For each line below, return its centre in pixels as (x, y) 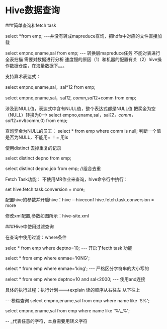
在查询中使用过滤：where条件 (36, 237)
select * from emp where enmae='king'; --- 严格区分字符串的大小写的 (77, 268)
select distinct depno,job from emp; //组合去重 (53, 168)
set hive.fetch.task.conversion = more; (45, 189)
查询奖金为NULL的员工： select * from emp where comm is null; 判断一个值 (83, 131)
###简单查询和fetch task (31, 25)
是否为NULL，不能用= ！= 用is (37, 137)
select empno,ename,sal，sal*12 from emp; (50, 87)
